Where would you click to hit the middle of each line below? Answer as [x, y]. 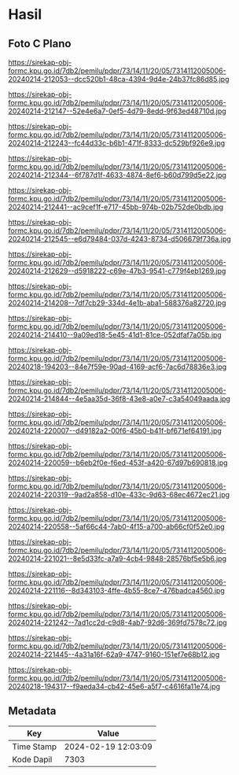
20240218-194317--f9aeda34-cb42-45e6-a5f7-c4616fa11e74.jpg [114, 686]
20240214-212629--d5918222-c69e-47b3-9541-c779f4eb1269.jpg [117, 271]
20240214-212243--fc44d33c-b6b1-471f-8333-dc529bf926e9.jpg [117, 143]
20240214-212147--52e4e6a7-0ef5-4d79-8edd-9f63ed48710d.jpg [117, 111]
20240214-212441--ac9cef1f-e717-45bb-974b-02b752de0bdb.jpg [116, 207]
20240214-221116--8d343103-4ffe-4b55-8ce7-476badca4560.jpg [117, 590]
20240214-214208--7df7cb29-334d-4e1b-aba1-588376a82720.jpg [117, 303]
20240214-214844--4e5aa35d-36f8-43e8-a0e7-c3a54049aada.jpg [119, 399]
